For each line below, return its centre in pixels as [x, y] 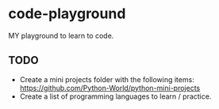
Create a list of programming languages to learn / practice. [115, 96]
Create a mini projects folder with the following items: [107, 79]
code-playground [67, 14]
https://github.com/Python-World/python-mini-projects [110, 88]
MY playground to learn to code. [61, 36]
